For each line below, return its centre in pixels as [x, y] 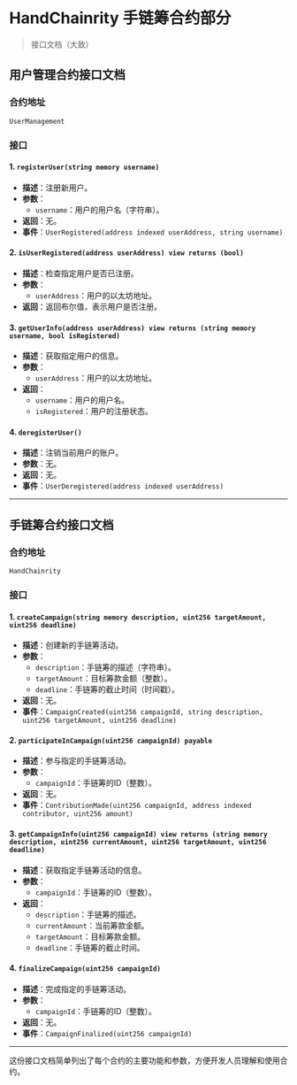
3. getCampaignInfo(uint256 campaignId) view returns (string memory [138, 834]
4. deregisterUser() [46, 432]
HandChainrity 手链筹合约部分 [120, 18]
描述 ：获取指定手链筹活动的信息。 [84, 870]
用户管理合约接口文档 [67, 75]
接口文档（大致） [62, 44]
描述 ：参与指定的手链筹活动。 [76, 761]
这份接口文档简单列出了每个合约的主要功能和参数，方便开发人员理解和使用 [145, 1060]
